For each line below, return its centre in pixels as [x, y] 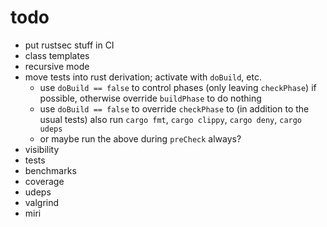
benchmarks [50, 170]
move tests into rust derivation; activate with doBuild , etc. [143, 77]
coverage [44, 181]
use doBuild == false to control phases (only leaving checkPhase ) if [178, 87]
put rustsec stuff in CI [69, 45]
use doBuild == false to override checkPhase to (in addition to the [174, 108]
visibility [42, 149]
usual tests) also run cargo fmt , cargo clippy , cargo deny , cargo [171, 119]
